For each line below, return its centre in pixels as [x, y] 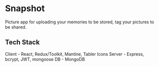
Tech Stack [22, 42]
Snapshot [25, 8]
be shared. [16, 27]
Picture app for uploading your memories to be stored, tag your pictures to [79, 22]
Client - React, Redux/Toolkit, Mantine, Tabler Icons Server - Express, [75, 54]
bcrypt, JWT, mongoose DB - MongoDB [45, 59]
